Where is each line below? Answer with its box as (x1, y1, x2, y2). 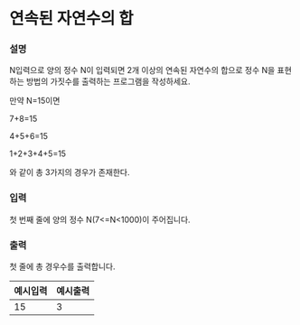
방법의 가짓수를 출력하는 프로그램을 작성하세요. (25, 76, 191, 87)
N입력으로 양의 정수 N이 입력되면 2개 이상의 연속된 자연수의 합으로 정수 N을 (9, 65, 276, 76)
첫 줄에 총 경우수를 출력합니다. (9, 261, 116, 272)
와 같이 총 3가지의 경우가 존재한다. (9, 167, 130, 178)
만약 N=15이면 (9, 96, 61, 107)
